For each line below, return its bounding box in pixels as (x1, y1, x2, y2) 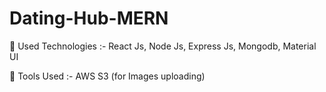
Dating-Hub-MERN (9, 7, 169, 30)
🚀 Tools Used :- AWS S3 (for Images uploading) (9, 70, 206, 82)
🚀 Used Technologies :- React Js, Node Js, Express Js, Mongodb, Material (9, 40, 317, 52)
